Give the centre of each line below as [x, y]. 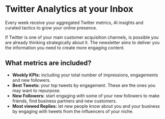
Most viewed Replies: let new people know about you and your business [86, 106]
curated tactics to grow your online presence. [51, 27]
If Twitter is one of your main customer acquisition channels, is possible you [82, 37]
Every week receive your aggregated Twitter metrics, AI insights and [74, 23]
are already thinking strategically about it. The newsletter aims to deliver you [82, 42]
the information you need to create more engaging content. [65, 48]
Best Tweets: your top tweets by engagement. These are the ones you [84, 85]
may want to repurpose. [36, 90]
